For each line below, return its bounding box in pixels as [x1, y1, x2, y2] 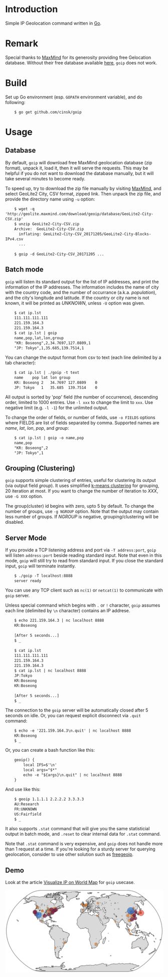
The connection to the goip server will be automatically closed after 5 [5, 707, 148, 713]
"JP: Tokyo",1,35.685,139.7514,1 [14, 345, 84, 350]
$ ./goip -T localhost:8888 [14, 573, 73, 578]
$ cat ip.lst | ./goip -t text [14, 370, 80, 375]
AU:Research [14, 802, 39, 807]
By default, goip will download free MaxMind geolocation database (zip [5, 159, 152, 165]
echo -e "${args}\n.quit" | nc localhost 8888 [23, 772, 122, 777]
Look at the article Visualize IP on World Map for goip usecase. [5, 880, 135, 886]
